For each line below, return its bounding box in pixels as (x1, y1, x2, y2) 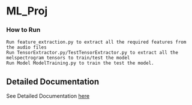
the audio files (6, 44, 47, 50)
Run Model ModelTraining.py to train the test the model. (6, 60, 154, 67)
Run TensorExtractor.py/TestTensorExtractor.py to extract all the (6, 50, 179, 56)
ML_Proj (6, 4, 48, 18)
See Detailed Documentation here (6, 92, 90, 100)
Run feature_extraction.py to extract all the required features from (6, 39, 187, 46)
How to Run (6, 26, 41, 34)
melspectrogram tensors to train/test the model (6, 55, 130, 61)
